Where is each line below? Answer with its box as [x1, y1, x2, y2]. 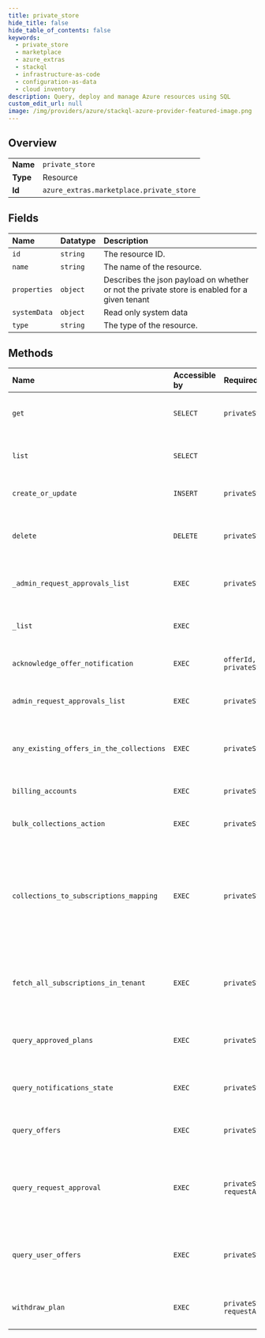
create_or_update [12, 489, 77, 498]
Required [223, 375, 259, 386]
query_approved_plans [12, 1036, 93, 1045]
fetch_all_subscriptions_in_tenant [12, 979, 146, 987]
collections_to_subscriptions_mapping [12, 892, 158, 900]
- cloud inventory [15, 85, 77, 93]
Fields [8, 211, 39, 226]
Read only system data [103, 306, 188, 317]
